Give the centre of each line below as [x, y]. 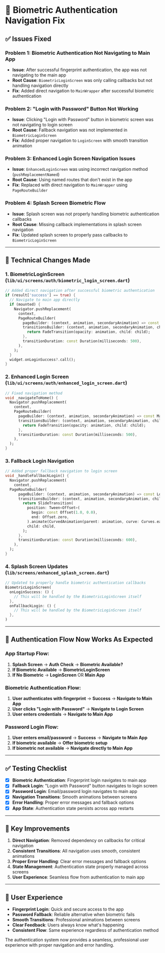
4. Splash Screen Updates [37, 566]
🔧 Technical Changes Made [48, 260]
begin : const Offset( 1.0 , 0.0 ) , [64, 513]
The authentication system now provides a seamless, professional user [77, 940]
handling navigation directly [40, 85]
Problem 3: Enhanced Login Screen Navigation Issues [70, 159]
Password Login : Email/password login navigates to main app [75, 792]
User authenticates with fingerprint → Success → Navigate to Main [82, 699]
